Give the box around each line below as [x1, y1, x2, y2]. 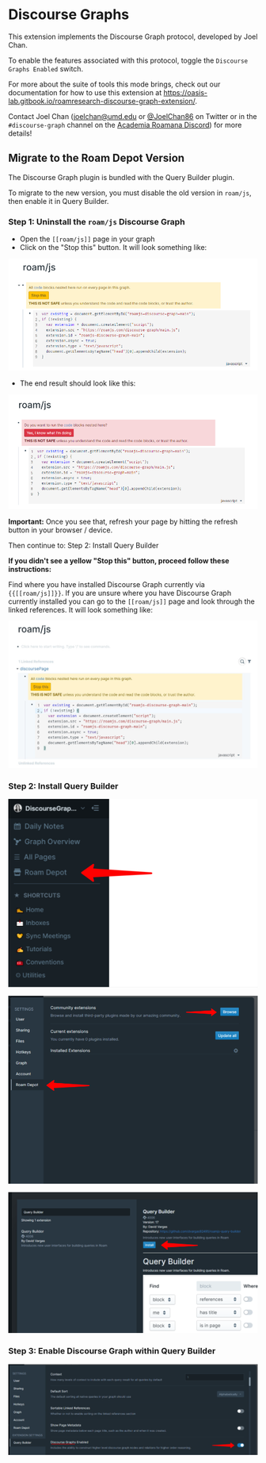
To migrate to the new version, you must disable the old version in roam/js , [8, 188, 252, 198]
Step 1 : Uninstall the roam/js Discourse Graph [8, 216, 185, 227]
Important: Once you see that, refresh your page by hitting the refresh [8, 517, 238, 527]
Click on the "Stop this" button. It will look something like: [19, 243, 207, 252]
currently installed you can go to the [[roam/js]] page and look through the [8, 597, 255, 606]
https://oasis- [163, 87, 208, 97]
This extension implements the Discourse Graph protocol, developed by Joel [8, 32, 258, 41]
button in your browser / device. [8, 525, 113, 535]
